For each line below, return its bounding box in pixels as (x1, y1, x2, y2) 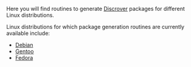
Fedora (15, 54, 33, 61)
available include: (6, 30, 50, 37)
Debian (15, 42, 33, 48)
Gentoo (15, 48, 34, 55)
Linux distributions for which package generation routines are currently (6, 24, 184, 30)
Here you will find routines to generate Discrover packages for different (6, 5, 186, 12)
